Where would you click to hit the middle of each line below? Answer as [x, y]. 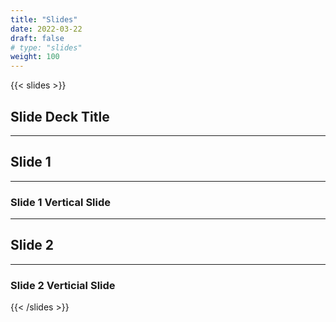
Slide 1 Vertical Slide [61, 202]
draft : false [37, 38]
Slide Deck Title [60, 116]
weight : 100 [35, 57]
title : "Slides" [44, 19]
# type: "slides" [46, 47]
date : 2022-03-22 [46, 29]
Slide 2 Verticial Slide [63, 285]
